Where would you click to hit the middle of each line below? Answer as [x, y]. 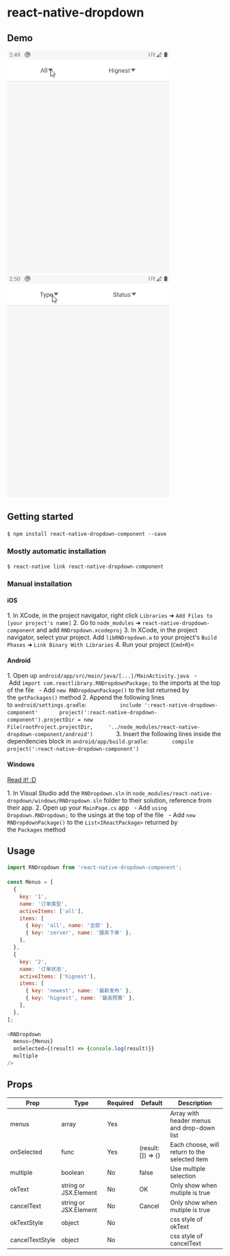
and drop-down [193, 1128]
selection [183, 1176]
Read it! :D [22, 779]
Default [152, 1103]
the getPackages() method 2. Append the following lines [86, 698]
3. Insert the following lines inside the [168, 734]
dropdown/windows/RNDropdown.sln [55, 801]
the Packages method [37, 830]
